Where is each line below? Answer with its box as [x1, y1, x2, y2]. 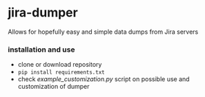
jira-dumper [8, 5, 78, 21]
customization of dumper [17, 83, 90, 91]
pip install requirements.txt [17, 69, 106, 76]
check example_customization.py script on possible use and [17, 75, 190, 83]
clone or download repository [17, 61, 102, 69]
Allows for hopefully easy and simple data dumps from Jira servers [8, 28, 199, 36]
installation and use [8, 45, 75, 54]
